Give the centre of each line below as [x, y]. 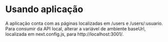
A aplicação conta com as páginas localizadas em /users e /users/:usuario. [84, 23]
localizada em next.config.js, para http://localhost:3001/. [65, 34]
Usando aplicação [44, 9]
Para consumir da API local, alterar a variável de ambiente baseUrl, [76, 28]
